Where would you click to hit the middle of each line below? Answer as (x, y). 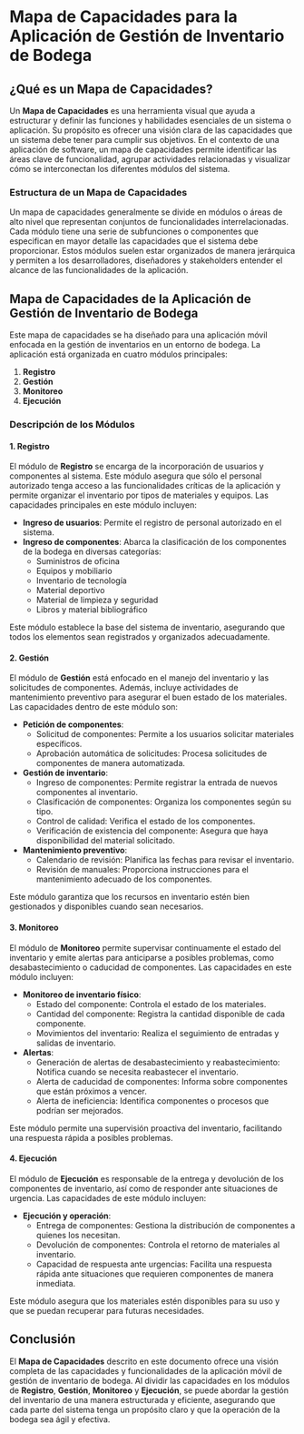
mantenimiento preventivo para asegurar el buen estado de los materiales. (148, 697)
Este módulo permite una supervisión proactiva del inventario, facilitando (146, 1128)
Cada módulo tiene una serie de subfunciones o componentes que (134, 232)
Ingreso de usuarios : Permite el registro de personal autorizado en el (152, 523)
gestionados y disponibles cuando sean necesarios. (107, 906)
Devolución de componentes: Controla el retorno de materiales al (158, 1245)
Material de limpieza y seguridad (97, 600)
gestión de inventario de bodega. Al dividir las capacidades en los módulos (150, 1380)
